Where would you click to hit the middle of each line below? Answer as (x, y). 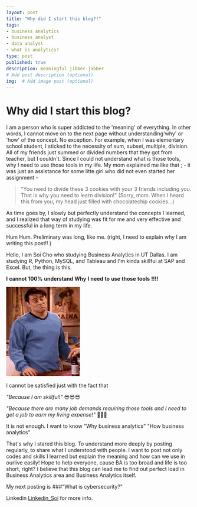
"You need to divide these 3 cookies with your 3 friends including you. (106, 189)
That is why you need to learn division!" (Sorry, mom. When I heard (102, 196)
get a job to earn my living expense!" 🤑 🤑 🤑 (57, 415)
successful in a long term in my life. (49, 226)
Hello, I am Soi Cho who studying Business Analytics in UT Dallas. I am (92, 255)
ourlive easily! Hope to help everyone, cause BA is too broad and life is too (97, 463)
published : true (26, 62)
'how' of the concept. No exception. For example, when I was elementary (95, 140)
